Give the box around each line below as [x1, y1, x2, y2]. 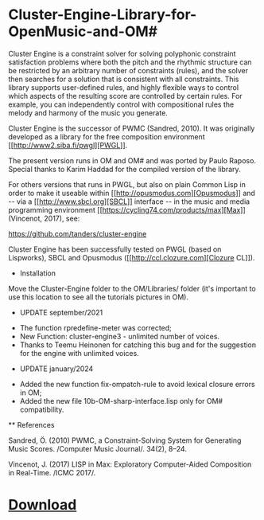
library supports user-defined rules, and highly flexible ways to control [8, 82, 239, 92]
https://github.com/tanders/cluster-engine [8, 229, 147, 238]
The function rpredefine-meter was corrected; [19, 323, 173, 332]
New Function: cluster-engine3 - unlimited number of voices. [19, 331, 220, 341]
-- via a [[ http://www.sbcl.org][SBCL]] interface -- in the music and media [8, 197, 250, 206]
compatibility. [19, 405, 64, 414]
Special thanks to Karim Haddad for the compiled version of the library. [8, 164, 241, 174]
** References [8, 420, 55, 429]
